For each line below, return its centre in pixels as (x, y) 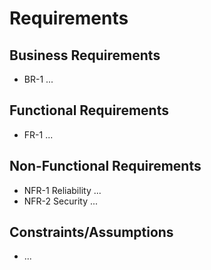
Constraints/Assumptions (91, 232)
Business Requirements (85, 55)
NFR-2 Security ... (61, 201)
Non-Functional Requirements (105, 166)
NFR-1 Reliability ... (62, 190)
